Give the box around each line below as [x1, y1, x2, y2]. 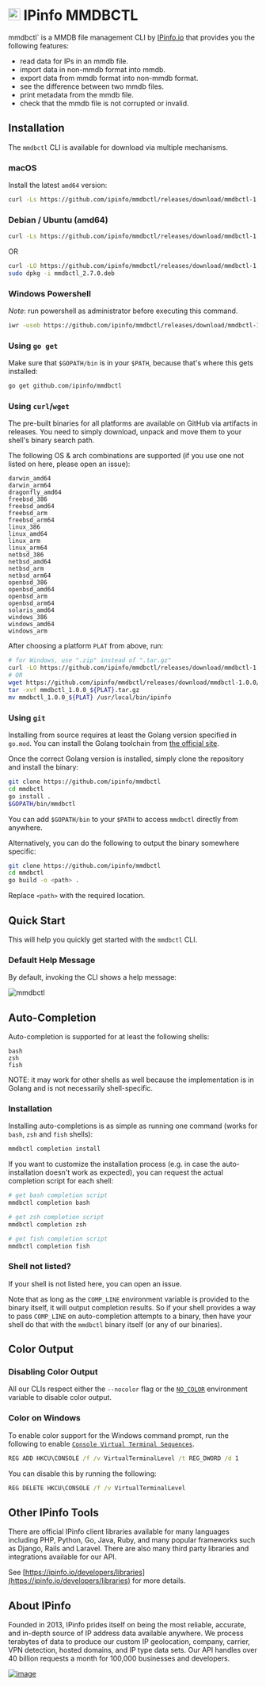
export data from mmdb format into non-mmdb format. [19, 73, 199, 82]
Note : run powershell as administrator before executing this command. [8, 306, 238, 315]
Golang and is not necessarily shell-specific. [8, 1084, 153, 1093]
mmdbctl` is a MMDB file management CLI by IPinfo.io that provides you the [8, 32, 256, 42]
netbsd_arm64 [8, 572, 51, 580]
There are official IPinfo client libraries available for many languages [8, 1527, 230, 1536]
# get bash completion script [8, 1191, 108, 1199]
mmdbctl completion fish [8, 1242, 90, 1250]
